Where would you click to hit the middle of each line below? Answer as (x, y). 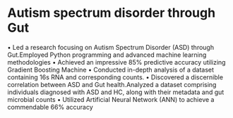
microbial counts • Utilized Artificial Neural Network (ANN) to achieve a (111, 99)
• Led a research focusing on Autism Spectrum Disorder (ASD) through (110, 47)
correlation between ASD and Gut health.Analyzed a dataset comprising (112, 84)
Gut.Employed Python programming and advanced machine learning (107, 55)
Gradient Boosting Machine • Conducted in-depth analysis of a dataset (110, 70)
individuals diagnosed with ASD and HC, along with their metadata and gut (116, 92)
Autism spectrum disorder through (112, 13)
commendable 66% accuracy (50, 107)
